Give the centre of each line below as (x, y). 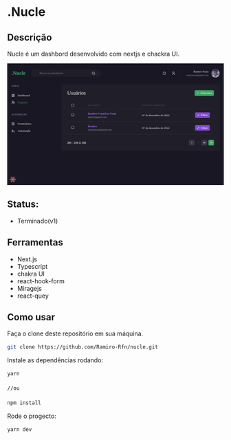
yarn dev (20, 429)
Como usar (31, 317)
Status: (23, 205)
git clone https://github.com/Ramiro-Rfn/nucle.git (82, 347)
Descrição (30, 37)
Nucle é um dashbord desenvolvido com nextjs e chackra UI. (93, 54)
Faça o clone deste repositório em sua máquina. (75, 333)
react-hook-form (41, 281)
